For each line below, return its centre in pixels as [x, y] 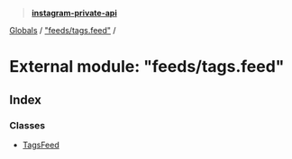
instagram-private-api [74, 13]
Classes [27, 125]
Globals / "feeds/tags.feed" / [63, 30]
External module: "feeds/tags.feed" [147, 67]
